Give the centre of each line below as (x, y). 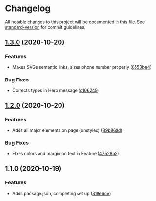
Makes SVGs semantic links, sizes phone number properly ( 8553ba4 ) (82, 67)
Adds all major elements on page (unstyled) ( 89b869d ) (67, 130)
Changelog (28, 9)
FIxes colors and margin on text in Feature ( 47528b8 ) (66, 153)
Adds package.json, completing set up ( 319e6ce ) (61, 193)
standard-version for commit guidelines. (45, 27)
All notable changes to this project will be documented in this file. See (75, 22)
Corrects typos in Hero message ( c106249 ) (56, 90)
